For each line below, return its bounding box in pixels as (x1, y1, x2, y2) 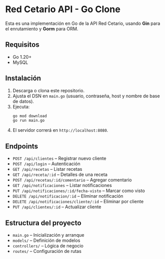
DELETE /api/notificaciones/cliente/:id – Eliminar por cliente (12, 199, 144, 205)
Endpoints (5, 142, 38, 151)
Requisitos (5, 41, 39, 49)
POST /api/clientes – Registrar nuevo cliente (12, 156, 106, 162)
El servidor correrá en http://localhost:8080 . (12, 127, 108, 133)
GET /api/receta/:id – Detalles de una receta (12, 171, 108, 178)
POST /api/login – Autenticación (12, 161, 80, 167)
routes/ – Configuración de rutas (12, 248, 82, 254)
